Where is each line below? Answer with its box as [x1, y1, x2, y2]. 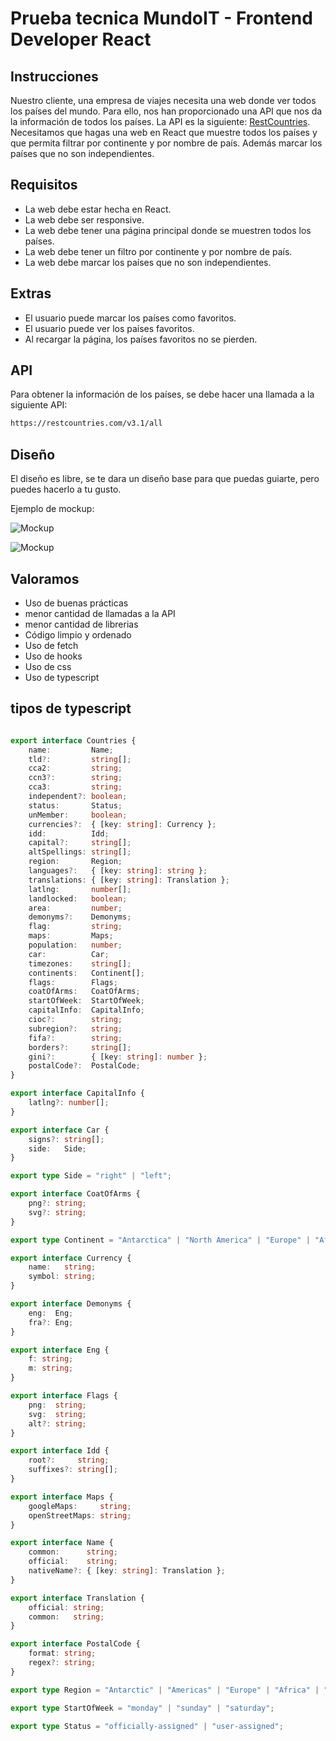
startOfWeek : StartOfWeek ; [28, 996, 145, 1006]
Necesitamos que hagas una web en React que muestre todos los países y [10, 127, 318, 138]
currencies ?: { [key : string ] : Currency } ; [28, 819, 217, 829]
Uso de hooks [24, 650, 83, 662]
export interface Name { [10, 1538, 114, 1548]
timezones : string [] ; [28, 958, 132, 969]
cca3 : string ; [28, 782, 123, 792]
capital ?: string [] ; [28, 838, 132, 848]
